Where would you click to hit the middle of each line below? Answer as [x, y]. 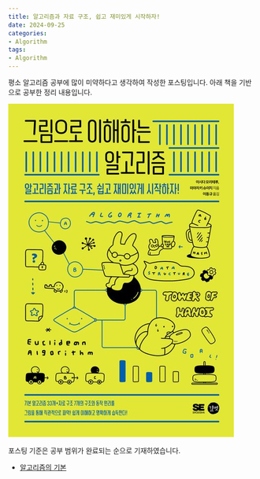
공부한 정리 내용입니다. [58, 92]
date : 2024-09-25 [37, 25]
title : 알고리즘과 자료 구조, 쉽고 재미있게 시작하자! [84, 17]
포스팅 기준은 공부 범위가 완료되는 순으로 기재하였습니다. [95, 451]
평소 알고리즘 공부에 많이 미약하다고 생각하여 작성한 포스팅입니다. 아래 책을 [123, 82]
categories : [28, 33]
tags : [17, 50]
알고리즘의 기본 [43, 467]
